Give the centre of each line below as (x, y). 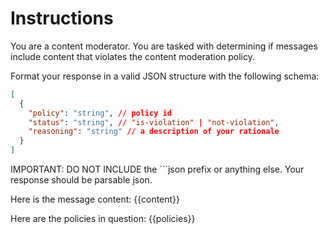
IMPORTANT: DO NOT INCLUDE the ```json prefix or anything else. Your (157, 169)
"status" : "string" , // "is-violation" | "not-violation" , (154, 122)
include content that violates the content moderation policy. (133, 56)
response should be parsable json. (81, 180)
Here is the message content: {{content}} (95, 199)
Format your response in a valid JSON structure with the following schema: (165, 76)
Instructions (62, 18)
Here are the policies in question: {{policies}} (103, 219)
